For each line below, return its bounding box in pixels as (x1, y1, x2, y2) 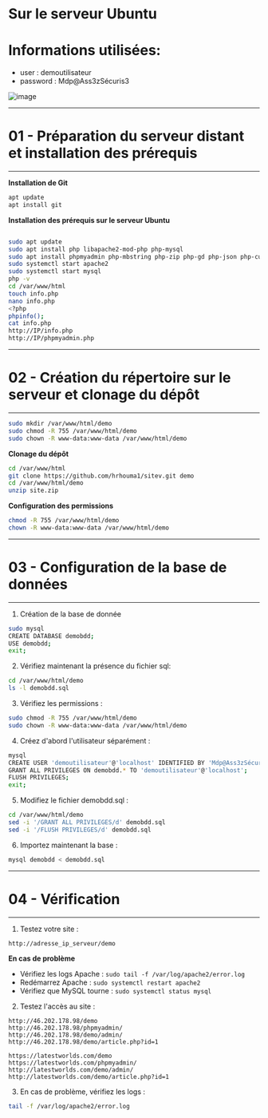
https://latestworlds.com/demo (8, 1052, 112, 1060)
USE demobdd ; (8, 640, 52, 648)
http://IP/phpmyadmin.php (8, 335, 94, 343)
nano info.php (8, 297, 56, 305)
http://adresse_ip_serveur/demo (8, 939, 116, 947)
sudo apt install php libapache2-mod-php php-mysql (8, 245, 183, 253)
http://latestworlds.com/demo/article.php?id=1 (8, 1072, 170, 1080)
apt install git (8, 200, 62, 208)
